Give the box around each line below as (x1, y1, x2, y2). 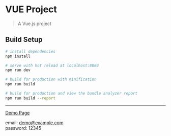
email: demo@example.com (5, 119, 64, 126)
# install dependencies (5, 49, 56, 54)
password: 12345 (5, 125, 42, 131)
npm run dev (5, 67, 31, 73)
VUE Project (5, 4, 58, 15)
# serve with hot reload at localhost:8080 (5, 63, 99, 68)
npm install (5, 54, 31, 59)
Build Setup (5, 35, 43, 44)
